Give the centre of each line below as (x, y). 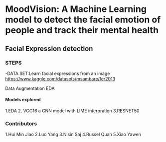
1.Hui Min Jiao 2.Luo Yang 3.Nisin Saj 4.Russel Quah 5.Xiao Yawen (73, 135)
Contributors (21, 124)
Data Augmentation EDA (30, 88)
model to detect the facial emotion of (83, 20)
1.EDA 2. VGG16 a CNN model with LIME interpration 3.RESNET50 (72, 111)
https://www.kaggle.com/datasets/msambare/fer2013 (60, 78)
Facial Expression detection (49, 48)
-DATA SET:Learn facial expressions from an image (58, 73)
